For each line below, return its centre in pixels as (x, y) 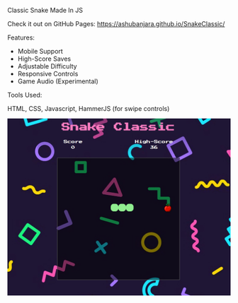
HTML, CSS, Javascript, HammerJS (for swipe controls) (89, 108)
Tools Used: (25, 95)
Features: (21, 37)
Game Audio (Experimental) (58, 81)
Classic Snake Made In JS (45, 10)
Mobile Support (40, 51)
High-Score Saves (44, 59)
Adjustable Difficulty (47, 66)
